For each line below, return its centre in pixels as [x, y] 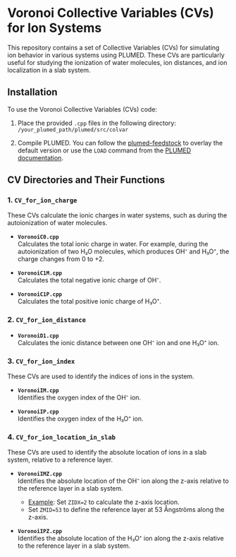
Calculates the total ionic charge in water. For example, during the [113, 244]
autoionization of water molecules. [57, 223]
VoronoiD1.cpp [38, 336]
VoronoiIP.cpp [38, 412]
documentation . [40, 157]
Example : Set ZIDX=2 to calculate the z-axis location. [104, 502]
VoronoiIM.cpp [38, 391]
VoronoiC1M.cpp [40, 273]
